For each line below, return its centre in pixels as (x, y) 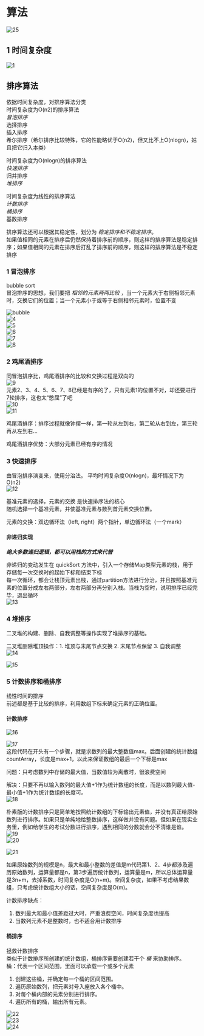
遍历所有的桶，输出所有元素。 (52, 1001)
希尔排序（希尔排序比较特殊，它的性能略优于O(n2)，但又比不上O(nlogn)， (99, 140)
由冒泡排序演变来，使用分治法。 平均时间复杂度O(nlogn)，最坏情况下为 (95, 475)
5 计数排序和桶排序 (34, 682)
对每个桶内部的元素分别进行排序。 (58, 994)
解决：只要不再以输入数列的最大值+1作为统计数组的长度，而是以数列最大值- (101, 785)
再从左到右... (22, 431)
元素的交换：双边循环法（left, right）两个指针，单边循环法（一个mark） (96, 522)
